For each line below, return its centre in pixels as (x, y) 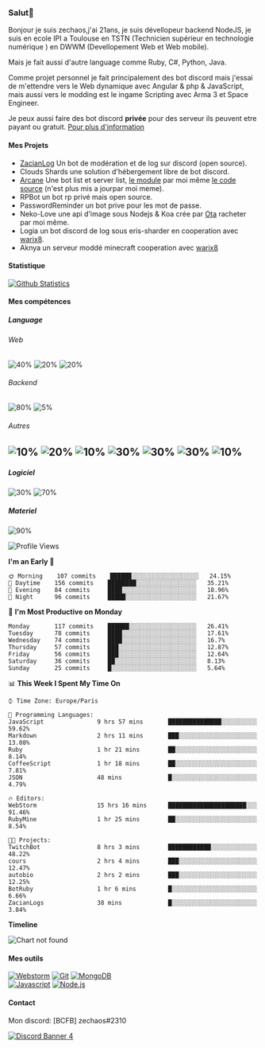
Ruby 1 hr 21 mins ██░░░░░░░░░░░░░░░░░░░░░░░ (133, 750)
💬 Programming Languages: (51, 715)
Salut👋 (21, 13)
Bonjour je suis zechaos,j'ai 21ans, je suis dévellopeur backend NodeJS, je (130, 30)
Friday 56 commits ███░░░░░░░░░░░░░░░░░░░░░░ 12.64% (118, 655)
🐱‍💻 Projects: (30, 840)
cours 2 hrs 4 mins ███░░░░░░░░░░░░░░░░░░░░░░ (133, 861)
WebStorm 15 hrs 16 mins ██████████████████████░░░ (133, 806)
